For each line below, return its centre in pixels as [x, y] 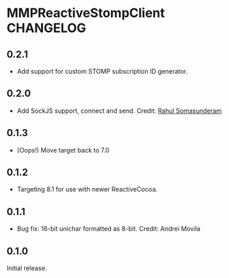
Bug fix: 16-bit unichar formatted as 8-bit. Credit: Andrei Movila [108, 229]
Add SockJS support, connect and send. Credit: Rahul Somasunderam [119, 111]
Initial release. [27, 268]
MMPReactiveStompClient [86, 13]
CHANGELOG [46, 28]
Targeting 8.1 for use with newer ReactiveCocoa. [87, 189]
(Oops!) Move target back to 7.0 [63, 150]
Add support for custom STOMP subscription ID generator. [102, 71]
